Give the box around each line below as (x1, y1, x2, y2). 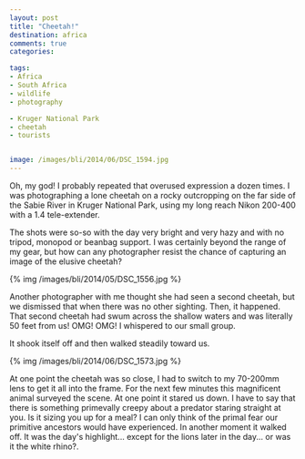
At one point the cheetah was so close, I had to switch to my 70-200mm (9, 373, 280, 383)
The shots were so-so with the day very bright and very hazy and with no (9, 227, 285, 238)
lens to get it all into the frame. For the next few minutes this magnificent (9, 383, 281, 393)
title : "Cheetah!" (9, 22, 79, 31)
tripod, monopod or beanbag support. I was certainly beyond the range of (9, 237, 287, 247)
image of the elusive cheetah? (9, 256, 123, 267)
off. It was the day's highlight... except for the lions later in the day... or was (9, 432, 291, 442)
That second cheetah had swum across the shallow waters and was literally (9, 311, 293, 321)
